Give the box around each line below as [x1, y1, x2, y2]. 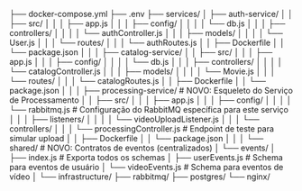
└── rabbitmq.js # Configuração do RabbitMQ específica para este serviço [9, 105, 288, 114]
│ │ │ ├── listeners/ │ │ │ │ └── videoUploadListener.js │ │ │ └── [9, 114, 260, 124]
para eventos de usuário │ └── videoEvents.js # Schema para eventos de [9, 162, 284, 172]
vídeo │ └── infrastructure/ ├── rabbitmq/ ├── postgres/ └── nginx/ [9, 171, 270, 182]
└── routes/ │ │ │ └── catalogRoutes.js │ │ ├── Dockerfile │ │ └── [9, 76, 267, 86]
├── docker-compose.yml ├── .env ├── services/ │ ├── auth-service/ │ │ [9, 9, 294, 19]
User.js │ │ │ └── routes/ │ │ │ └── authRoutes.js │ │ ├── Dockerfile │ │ [9, 37, 286, 48]
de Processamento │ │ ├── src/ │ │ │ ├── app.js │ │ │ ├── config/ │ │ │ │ [9, 95, 292, 105]
